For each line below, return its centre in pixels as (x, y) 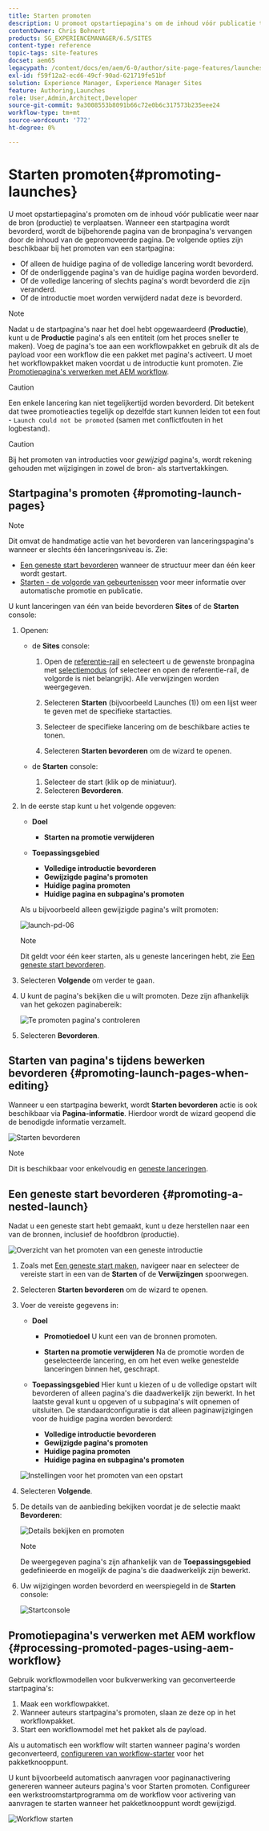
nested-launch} (48, 1206)
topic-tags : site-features (53, 53)
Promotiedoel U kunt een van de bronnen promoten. (130, 1336)
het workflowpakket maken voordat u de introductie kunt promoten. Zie (126, 363)
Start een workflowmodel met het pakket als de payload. (113, 1729)
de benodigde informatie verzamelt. (67, 1122)
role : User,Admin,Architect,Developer (73, 98)
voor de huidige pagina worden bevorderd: (102, 1419)
